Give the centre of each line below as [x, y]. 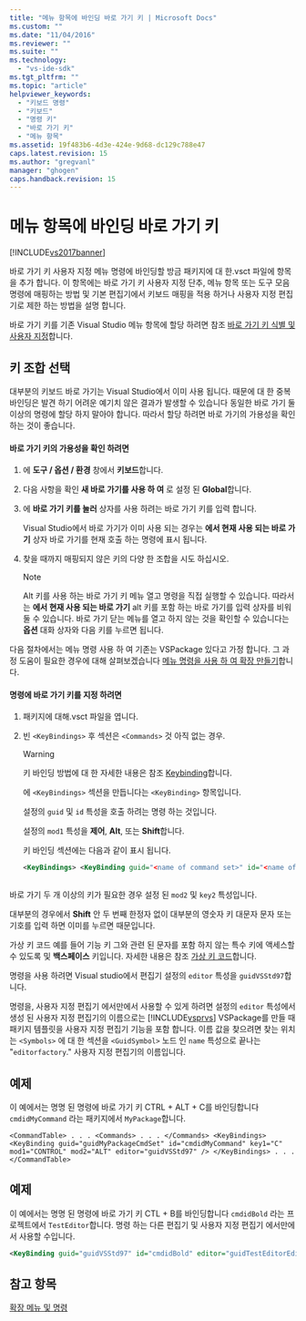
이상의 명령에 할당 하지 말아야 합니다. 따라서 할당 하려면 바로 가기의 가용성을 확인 [153, 414]
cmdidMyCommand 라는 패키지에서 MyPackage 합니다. [98, 1118]
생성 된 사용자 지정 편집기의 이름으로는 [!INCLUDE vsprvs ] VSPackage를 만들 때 [153, 1018]
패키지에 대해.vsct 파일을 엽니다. [81, 717]
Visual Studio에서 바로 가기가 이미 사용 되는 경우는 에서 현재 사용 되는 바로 [154, 528]
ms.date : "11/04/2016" [52, 35]
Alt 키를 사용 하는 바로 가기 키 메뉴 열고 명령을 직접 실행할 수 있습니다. [146, 596]
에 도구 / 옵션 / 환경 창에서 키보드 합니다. [93, 470]
